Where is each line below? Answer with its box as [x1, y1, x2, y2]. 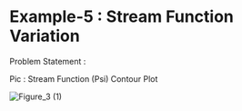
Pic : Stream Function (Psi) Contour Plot [9, 73, 158, 84]
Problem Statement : [9, 55, 86, 66]
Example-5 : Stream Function [9, 6, 235, 27]
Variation [9, 25, 80, 46]
